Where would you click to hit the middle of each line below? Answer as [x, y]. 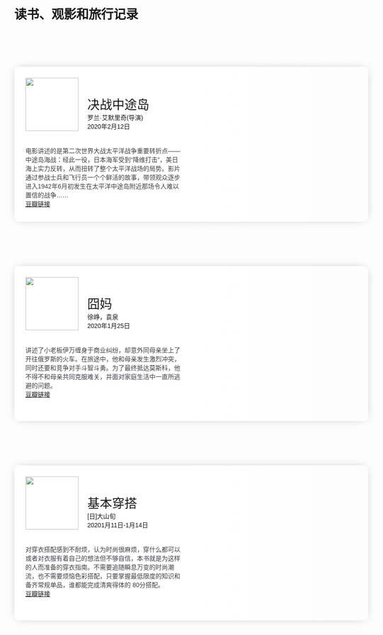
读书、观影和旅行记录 [76, 15]
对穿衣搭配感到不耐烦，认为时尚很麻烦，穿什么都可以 [103, 550]
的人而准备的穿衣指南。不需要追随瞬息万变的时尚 [97, 567]
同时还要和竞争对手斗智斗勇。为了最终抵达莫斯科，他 [103, 368]
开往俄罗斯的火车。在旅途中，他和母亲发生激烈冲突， [103, 359]
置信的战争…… [47, 195]
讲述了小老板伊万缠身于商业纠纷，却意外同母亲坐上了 [103, 350]
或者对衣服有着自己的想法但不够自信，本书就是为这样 [103, 558]
